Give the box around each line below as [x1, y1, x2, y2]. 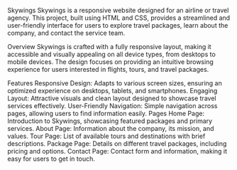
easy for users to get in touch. [7, 154, 96, 163]
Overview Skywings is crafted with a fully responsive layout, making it [7, 43, 211, 51]
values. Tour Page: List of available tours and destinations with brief [7, 132, 206, 140]
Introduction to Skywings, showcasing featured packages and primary [7, 117, 213, 125]
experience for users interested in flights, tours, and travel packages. [7, 65, 209, 73]
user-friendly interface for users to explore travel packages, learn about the [7, 21, 228, 29]
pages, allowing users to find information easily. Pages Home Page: [7, 110, 204, 117]
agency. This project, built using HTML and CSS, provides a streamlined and [7, 14, 231, 22]
